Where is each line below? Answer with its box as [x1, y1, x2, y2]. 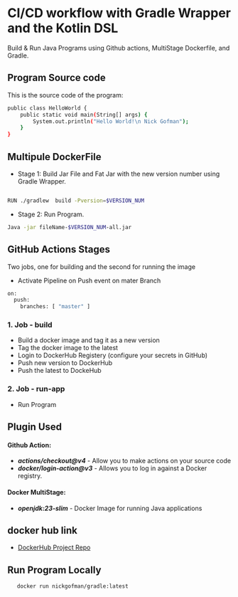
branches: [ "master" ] [20, 303, 91, 310]
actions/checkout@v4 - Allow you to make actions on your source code [17, 457, 232, 465]
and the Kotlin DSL [7, 20, 119, 36]
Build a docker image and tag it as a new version [17, 336, 160, 344]
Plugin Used [7, 421, 63, 433]
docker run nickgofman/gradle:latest [16, 583, 129, 590]
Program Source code [7, 72, 106, 84]
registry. [17, 472, 43, 480]
